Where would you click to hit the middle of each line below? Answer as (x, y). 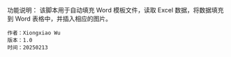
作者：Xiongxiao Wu (34, 33)
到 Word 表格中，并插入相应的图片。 (59, 19)
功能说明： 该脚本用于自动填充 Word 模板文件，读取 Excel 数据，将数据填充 (116, 10)
